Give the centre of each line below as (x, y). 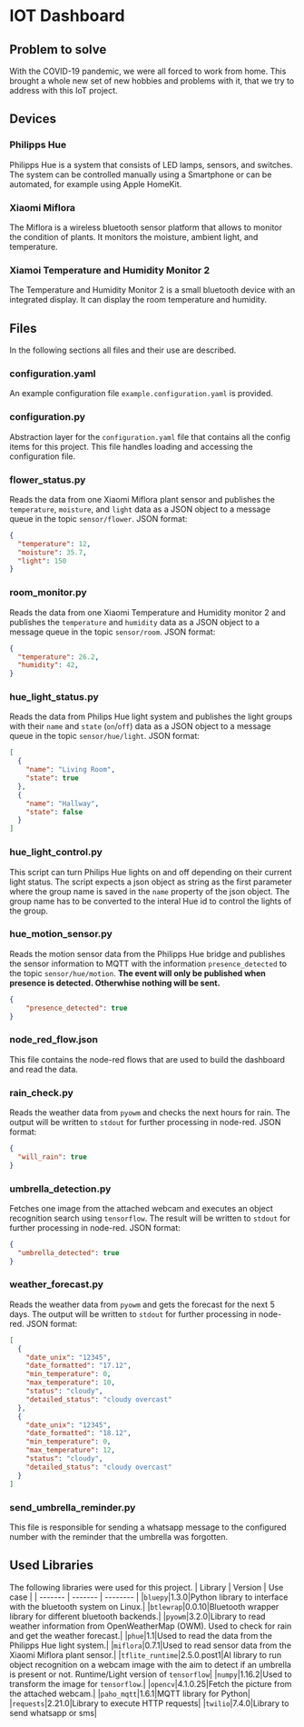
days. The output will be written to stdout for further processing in (133, 1313)
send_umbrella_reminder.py (73, 1507)
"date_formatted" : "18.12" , (78, 1433)
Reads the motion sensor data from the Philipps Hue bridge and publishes (147, 953)
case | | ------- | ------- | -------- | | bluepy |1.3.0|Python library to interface (149, 1597)
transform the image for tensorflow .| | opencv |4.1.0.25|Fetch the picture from (151, 1683)
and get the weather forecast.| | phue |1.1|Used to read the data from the (141, 1635)
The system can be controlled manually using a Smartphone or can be (141, 175)
